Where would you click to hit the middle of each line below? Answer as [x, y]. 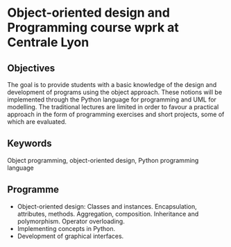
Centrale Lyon [48, 42]
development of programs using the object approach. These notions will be [115, 92]
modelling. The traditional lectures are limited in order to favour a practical [113, 107]
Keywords [29, 144]
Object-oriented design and [88, 13]
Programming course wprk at [93, 27]
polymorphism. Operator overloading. [71, 221]
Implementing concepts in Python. [66, 228]
